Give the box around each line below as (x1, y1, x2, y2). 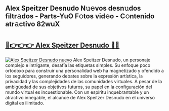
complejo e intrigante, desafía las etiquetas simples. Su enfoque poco (5, 62, 151, 68)
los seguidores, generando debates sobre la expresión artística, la (5, 73, 143, 79)
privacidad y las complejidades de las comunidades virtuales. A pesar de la (5, 79, 162, 84)
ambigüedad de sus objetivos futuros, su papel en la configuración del (5, 84, 152, 90)
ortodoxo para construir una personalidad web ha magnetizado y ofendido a (5, 68, 164, 73)
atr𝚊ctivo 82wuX (5, 20, 60, 28)
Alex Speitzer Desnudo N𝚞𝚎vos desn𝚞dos (5, 4, 141, 13)
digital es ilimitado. (5, 100, 45, 106)
